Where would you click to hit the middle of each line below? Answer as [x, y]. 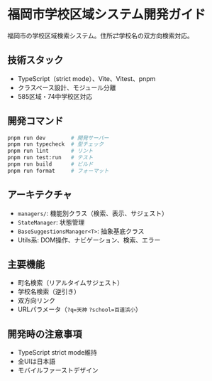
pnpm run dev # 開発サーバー [58, 138]
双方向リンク [36, 301]
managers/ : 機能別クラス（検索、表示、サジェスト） [93, 213]
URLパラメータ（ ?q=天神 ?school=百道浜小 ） [79, 309]
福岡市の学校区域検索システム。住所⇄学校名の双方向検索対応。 [100, 36]
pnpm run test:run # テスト [50, 158]
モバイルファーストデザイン [58, 370]
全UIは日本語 [36, 361]
